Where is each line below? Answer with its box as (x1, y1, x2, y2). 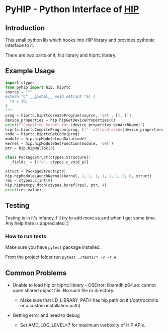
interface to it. (5, 42, 34, 48)
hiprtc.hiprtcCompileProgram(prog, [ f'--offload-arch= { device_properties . (5, 127, 165, 132)
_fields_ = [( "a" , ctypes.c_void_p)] (10, 159, 89, 164)
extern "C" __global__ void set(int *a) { (5, 94, 96, 99)
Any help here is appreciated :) (5, 220, 69, 226)
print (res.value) (5, 188, 42, 193)
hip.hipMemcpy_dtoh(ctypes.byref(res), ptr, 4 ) (5, 183, 107, 188)
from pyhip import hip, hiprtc (5, 85, 71, 90)
